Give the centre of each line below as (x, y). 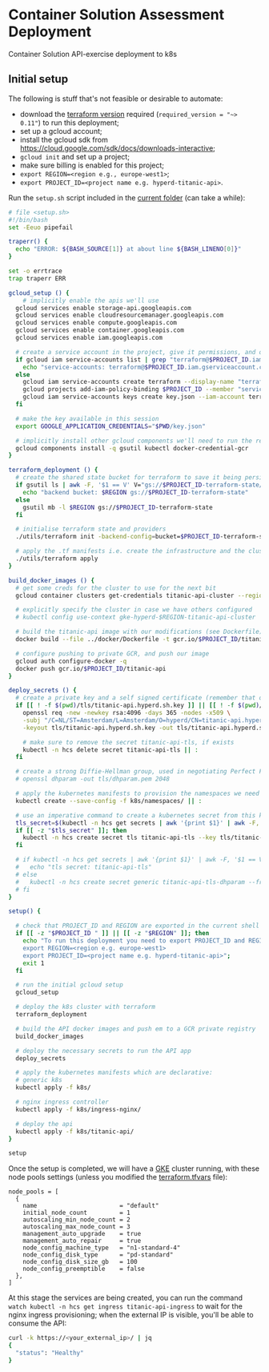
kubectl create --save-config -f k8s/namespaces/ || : (109, 801)
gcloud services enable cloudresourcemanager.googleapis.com (120, 315)
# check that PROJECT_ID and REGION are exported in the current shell (138, 926)
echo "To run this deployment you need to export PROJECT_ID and (134, 941)
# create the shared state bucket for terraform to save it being (128, 478)
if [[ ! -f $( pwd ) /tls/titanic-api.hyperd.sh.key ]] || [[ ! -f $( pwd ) (138, 706)
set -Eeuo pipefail (41, 227)
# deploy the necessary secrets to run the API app (104, 1051)
